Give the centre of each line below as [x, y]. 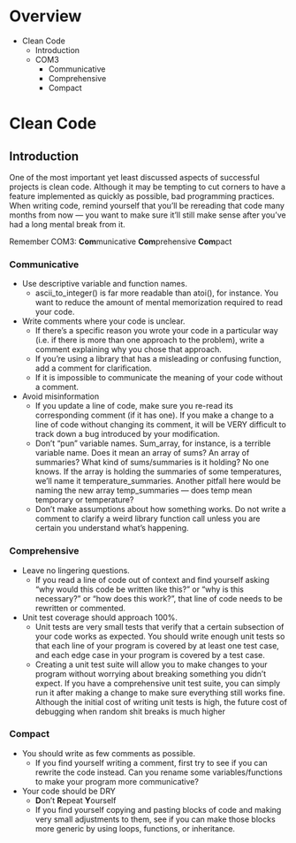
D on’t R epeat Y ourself [76, 800]
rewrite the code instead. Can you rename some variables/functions [159, 772]
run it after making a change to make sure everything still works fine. [160, 693]
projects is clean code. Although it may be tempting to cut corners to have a [147, 187]
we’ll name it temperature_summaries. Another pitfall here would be [158, 481]
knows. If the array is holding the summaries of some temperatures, [159, 471]
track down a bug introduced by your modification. [128, 434]
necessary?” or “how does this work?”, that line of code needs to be [159, 598]
